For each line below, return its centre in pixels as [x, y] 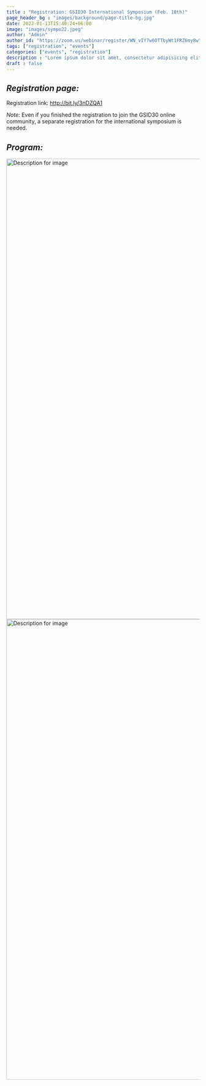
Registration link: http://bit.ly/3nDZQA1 [55, 103]
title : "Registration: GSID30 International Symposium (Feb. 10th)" [97, 12]
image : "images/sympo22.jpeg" [45, 29]
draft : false [25, 63]
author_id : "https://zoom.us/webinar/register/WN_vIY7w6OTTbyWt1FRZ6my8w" [104, 41]
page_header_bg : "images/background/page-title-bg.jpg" [81, 18]
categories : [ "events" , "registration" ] [59, 52]
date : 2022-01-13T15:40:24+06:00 [49, 23]
